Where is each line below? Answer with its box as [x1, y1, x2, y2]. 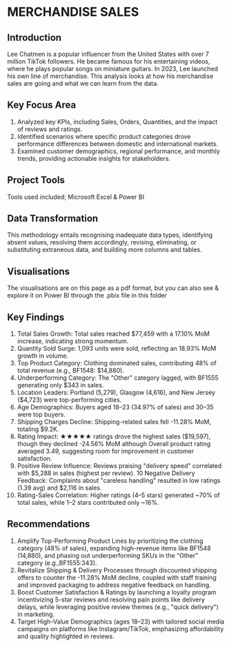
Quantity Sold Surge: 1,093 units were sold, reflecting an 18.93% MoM [17, 345, 217, 353]
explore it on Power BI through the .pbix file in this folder [7, 291, 168, 300]
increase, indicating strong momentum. [17, 337, 129, 345]
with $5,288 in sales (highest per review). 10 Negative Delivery [17, 469, 195, 477]
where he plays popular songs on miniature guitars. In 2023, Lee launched [7, 65, 219, 73]
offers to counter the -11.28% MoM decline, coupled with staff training [17, 573, 217, 581]
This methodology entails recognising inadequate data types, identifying [7, 231, 213, 239]
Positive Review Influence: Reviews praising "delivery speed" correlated [17, 462, 222, 470]
